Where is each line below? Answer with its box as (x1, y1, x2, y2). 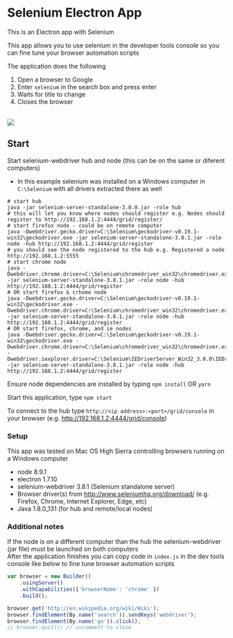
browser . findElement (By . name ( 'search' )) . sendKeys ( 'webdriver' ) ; (7, 611, 197, 618)
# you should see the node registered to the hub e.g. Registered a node (7, 246, 225, 254)
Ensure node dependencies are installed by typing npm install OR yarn (7, 380, 212, 388)
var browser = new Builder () (7, 573, 92, 580)
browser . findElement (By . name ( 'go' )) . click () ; (7, 618, 141, 625)
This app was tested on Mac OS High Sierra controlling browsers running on (7, 447, 225, 455)
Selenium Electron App (7, 5, 142, 21)
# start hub (7, 197, 42, 205)
